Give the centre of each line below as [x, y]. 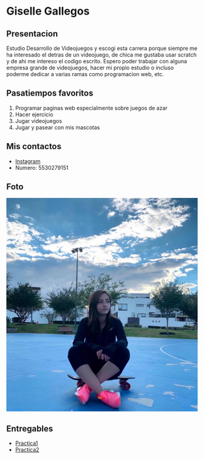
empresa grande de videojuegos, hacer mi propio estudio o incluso [90, 68]
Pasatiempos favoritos [50, 93]
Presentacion [32, 34]
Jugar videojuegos [39, 121]
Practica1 [26, 443]
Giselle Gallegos [48, 11]
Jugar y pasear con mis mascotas [57, 127]
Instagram [28, 161]
